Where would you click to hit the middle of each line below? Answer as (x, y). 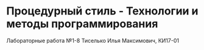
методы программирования (82, 24)
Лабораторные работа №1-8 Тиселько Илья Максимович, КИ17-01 (93, 40)
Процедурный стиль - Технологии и (102, 11)
